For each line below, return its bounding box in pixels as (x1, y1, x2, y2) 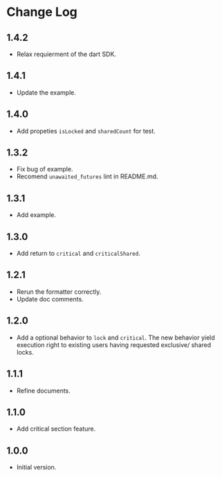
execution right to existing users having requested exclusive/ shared (16, 340, 212, 349)
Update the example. (16, 88, 77, 97)
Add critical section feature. (16, 424, 96, 433)
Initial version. (16, 463, 57, 471)
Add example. (16, 211, 57, 219)
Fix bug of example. (16, 165, 73, 174)
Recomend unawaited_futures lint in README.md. (16, 172, 158, 180)
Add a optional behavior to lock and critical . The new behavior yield (16, 333, 215, 342)
